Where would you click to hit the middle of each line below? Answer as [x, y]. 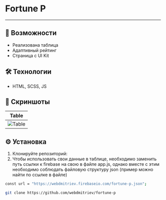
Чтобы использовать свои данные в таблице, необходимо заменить [84, 159]
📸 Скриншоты [28, 101]
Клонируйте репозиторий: [40, 154]
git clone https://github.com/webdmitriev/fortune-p [61, 193]
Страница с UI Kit [31, 56]
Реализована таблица [35, 45]
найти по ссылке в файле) [40, 175]
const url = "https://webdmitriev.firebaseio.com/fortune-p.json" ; [76, 184]
